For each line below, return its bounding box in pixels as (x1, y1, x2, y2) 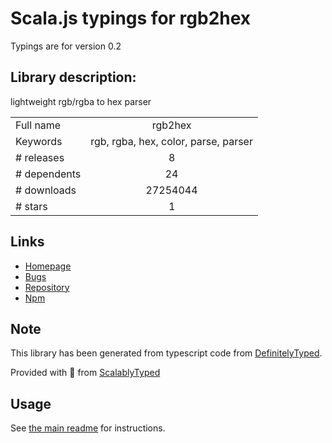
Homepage (24, 260, 72, 272)
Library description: (10, 69, 137, 86)
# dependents (15, 167, 82, 181)
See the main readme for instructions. (10, 422, 166, 434)
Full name (15, 118, 62, 132)
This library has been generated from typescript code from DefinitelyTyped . (10, 347, 323, 359)
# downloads (15, 183, 77, 197)
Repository (24, 281, 70, 293)
